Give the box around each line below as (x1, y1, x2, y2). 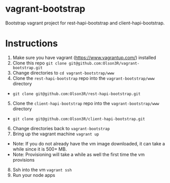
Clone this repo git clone (12, 59, 67, 66)
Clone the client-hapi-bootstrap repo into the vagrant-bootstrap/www (12, 100, 159, 106)
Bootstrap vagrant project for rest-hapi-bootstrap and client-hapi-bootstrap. (5, 20, 165, 26)
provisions (12, 157, 35, 163)
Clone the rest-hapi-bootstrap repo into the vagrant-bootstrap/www (12, 75, 155, 81)
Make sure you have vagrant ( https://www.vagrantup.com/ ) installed (12, 54, 156, 60)
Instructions (5, 38, 58, 49)
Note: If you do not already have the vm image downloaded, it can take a (12, 140, 165, 146)
